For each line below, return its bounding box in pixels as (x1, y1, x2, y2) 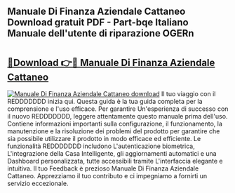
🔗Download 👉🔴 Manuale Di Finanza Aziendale (7, 56, 215, 69)
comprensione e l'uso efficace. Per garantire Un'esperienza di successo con (7, 105, 229, 113)
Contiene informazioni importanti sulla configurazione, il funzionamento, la (7, 119, 223, 128)
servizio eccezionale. (7, 179, 69, 187)
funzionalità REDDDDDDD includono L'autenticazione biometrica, (7, 142, 195, 150)
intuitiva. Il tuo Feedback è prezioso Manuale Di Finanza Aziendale (7, 164, 199, 173)
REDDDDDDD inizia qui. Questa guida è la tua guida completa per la (7, 98, 203, 105)
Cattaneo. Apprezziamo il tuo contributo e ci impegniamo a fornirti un (7, 172, 208, 180)
